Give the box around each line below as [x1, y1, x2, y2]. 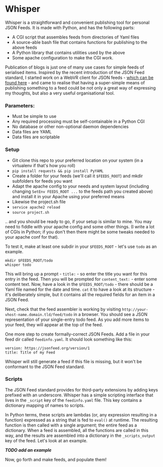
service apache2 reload [12, 205, 61, 210]
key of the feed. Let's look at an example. [5, 437, 88, 444]
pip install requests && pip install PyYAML [12, 168, 104, 173]
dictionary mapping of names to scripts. [5, 402, 85, 408]
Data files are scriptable [12, 134, 60, 140]
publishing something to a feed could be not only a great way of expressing [5, 85, 156, 91]
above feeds [12, 44, 37, 50]
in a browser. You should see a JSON [73, 311, 148, 317]
